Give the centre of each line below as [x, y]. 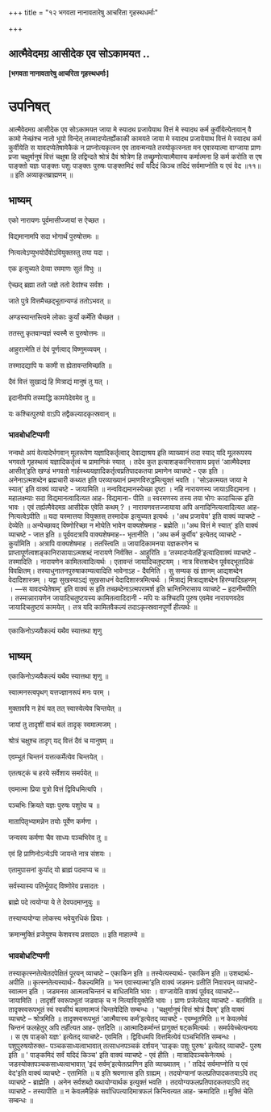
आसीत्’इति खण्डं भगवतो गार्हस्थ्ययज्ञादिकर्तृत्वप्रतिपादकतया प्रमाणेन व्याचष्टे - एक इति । [117, 470]
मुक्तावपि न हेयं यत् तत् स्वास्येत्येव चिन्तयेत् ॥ [65, 708]
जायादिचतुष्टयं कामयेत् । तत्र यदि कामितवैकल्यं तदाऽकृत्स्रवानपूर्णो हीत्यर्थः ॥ [103, 607]
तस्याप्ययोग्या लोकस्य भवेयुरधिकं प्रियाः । [59, 918]
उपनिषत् [29, 107]
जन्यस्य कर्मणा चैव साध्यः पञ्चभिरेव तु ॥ [58, 837]
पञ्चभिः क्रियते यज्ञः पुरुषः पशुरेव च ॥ [54, 805]
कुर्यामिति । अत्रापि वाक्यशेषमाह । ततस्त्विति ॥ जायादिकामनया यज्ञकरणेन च [104, 543]
